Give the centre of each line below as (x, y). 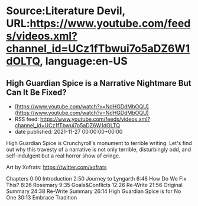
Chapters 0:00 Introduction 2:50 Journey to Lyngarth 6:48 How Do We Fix (96, 178)
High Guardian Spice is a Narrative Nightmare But (99, 83)
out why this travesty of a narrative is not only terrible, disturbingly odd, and (98, 149)
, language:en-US (84, 61)
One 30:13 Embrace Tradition (42, 197)
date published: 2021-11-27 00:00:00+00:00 (69, 132)
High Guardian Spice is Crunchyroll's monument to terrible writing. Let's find (99, 143)
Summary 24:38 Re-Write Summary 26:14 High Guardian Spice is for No (94, 191)
